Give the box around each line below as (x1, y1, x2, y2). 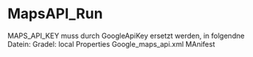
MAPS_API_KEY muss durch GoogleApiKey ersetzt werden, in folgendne (7, 31, 245, 40)
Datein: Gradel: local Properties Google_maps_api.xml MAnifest (7, 39, 215, 48)
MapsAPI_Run (7, 5, 103, 23)
